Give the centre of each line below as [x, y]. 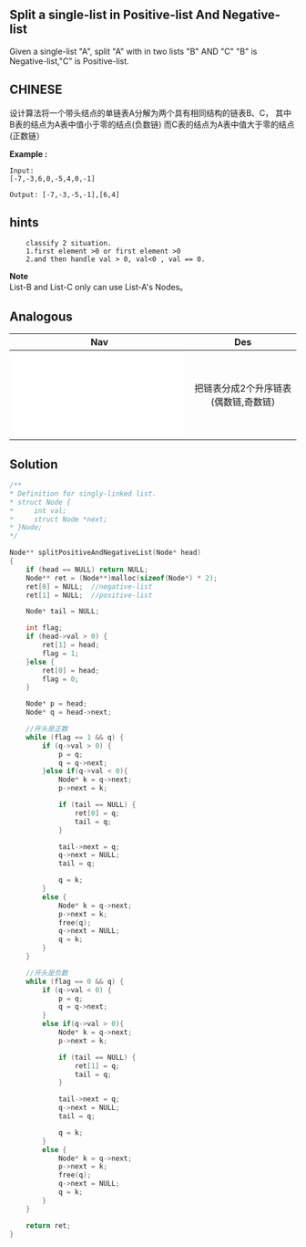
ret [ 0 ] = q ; [97, 813]
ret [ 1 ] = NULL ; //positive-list [89, 595]
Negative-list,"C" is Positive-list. [69, 61]
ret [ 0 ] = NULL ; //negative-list [89, 587]
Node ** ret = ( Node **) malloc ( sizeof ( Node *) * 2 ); [122, 578]
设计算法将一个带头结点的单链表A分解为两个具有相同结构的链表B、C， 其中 [150, 112]
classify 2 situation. [69, 244]
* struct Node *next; [58, 519]
